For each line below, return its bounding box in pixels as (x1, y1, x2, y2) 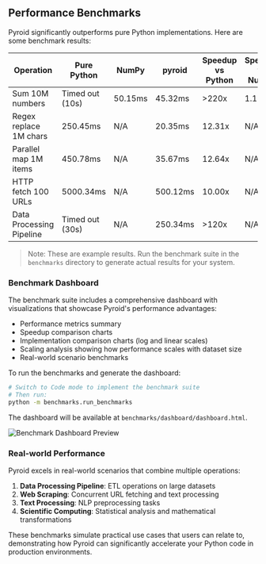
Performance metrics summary (19, 319, 122, 328)
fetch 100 (12, 186, 49, 197)
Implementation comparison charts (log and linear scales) (19, 336, 208, 346)
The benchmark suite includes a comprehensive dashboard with (8, 295, 218, 305)
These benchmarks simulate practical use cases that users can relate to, (8, 531, 245, 540)
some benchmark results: (8, 36, 91, 45)
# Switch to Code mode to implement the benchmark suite (8, 384, 200, 392)
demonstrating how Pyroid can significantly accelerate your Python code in (8, 539, 254, 548)
